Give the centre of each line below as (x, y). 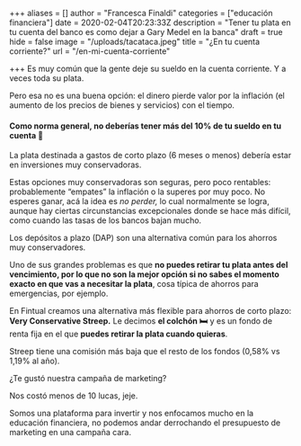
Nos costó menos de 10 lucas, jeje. (74, 396)
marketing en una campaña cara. (71, 433)
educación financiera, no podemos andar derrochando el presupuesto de (145, 423)
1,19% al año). (35, 361)
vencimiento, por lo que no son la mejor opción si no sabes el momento (145, 274)
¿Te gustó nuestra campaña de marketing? (88, 379)
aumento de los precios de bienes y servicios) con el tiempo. (122, 105)
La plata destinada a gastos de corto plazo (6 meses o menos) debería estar (150, 156)
